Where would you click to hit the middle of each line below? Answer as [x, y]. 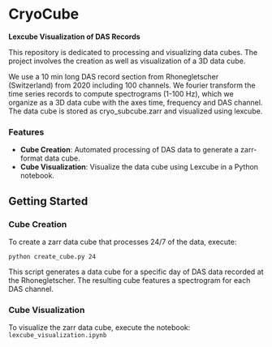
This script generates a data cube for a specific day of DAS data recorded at [136, 272]
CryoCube [44, 14]
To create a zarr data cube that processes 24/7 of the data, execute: [123, 242]
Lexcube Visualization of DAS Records [74, 36]
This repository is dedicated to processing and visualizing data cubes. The [133, 52]
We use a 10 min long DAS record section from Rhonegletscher [114, 76]
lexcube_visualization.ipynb [58, 336]
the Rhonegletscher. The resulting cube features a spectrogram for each [130, 280]
